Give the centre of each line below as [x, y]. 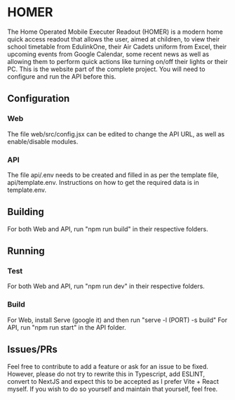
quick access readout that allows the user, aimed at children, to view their [114, 39]
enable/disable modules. [43, 141]
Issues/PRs [33, 350]
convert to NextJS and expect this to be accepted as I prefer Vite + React [113, 381]
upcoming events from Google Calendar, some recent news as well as [108, 54]
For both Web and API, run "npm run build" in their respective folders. [108, 228]
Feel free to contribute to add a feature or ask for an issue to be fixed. [108, 366]
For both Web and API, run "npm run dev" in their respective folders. [106, 286]
